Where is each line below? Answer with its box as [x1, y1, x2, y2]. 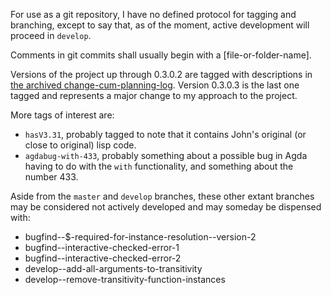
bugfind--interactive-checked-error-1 [24, 242, 180, 253]
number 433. [24, 171, 79, 183]
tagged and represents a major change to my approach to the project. [10, 90, 298, 101]
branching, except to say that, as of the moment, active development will [10, 19, 310, 31]
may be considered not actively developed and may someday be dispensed [10, 201, 322, 213]
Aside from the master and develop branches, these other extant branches [10, 190, 315, 202]
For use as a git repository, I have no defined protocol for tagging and [10, 9, 297, 20]
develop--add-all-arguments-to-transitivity [24, 263, 203, 274]
